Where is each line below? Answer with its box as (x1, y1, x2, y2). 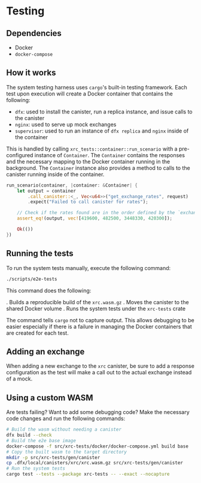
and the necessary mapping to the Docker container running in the (6, 158, 170, 165)
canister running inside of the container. (6, 170, 105, 178)
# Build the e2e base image (6, 437, 77, 443)
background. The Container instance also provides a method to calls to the (6, 164, 190, 172)
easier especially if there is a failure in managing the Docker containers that (6, 323, 193, 330)
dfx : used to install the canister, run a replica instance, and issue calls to (14, 108, 193, 115)
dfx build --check (6, 432, 52, 438)
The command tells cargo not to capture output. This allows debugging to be (6, 316, 194, 323)
